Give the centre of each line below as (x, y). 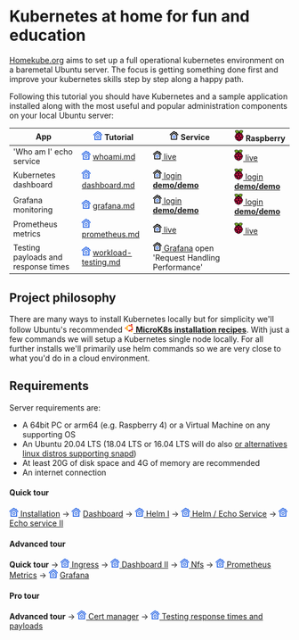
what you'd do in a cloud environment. (80, 358)
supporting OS (48, 434)
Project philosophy (63, 298)
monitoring (33, 210)
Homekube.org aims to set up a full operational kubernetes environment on (147, 60)
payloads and (38, 257)
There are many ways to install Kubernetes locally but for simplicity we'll (141, 319)
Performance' (178, 267)
